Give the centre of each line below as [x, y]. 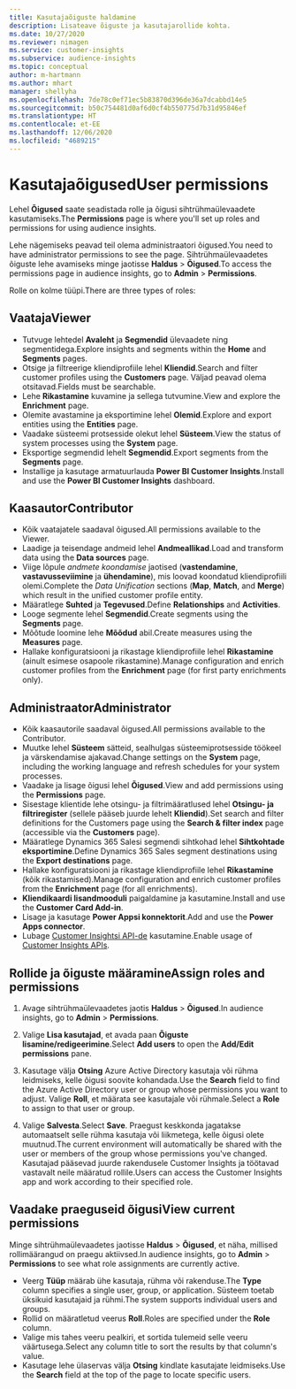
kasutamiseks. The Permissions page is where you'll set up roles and [135, 219]
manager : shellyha [43, 91]
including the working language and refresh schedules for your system [151, 767]
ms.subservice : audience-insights [73, 58]
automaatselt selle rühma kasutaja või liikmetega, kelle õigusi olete [143, 1134]
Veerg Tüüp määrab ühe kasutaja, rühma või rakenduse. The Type [142, 1280]
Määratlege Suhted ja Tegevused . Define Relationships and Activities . [151, 605]
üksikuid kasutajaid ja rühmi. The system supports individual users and [149, 1299]
